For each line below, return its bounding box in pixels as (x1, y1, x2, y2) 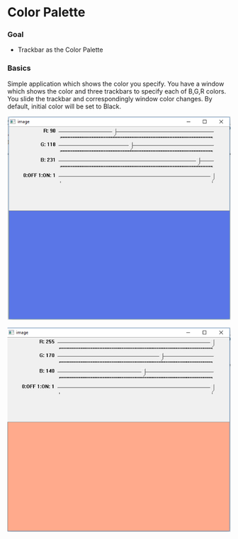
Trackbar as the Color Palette (17, 45, 103, 54)
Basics (7, 63, 31, 73)
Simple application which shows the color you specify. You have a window (7, 79, 225, 88)
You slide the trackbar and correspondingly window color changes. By (7, 94, 212, 103)
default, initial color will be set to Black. (7, 102, 122, 110)
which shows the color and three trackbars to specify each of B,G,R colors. (7, 86, 227, 96)
